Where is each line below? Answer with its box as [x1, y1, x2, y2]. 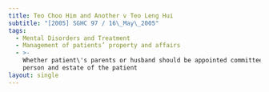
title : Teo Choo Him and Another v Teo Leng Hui [8, 11, 174, 20]
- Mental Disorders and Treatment [15, 34, 130, 42]
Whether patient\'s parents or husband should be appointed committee [22, 57, 263, 65]
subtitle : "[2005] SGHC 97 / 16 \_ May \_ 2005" [8, 19, 159, 27]
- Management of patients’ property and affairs [15, 42, 181, 50]
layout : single [8, 71, 59, 79]
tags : [8, 26, 26, 34]
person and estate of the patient [22, 64, 138, 72]
